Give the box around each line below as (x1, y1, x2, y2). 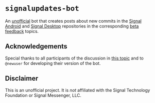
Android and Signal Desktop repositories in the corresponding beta (5, 23, 139, 29)
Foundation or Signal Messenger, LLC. (5, 92, 82, 98)
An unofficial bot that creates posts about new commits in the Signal (5, 18, 142, 24)
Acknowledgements (5, 43, 68, 51)
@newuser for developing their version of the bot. (5, 60, 101, 66)
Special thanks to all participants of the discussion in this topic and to (5, 55, 144, 61)
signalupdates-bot (5, 4, 79, 13)
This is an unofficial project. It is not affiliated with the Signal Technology (5, 87, 151, 93)
